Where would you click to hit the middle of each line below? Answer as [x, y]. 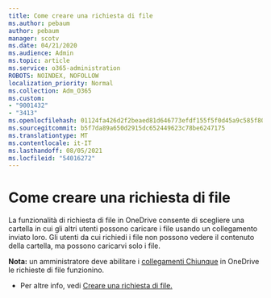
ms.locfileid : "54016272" [52, 158]
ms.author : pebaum [39, 23]
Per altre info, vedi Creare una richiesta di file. [96, 286]
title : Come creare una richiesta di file [81, 16]
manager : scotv [34, 38]
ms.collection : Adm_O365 [50, 91]
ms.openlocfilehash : [43, 121]
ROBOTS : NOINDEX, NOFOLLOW [54, 76]
